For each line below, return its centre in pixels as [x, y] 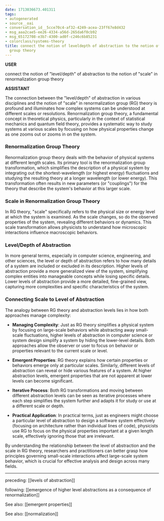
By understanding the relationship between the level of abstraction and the [80, 445]
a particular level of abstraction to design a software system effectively [83, 421]
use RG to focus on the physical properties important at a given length [83, 431]
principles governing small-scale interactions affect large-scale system [76, 456]
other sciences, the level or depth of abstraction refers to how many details [81, 261]
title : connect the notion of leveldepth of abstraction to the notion [79, 46]
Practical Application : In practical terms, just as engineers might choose [85, 415]
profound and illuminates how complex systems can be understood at [75, 108]
